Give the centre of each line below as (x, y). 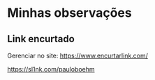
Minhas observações (69, 13)
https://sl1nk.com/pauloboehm (51, 69)
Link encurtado (41, 39)
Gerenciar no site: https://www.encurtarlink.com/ (78, 55)
